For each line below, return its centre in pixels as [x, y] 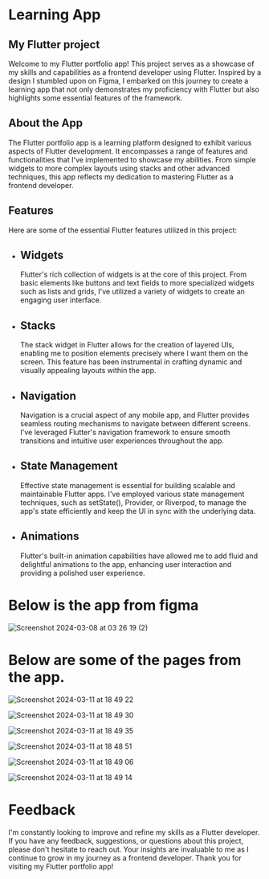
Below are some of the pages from [125, 660]
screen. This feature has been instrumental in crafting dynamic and [131, 362]
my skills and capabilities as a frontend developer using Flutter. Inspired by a [135, 72]
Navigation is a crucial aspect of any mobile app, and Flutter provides [134, 415]
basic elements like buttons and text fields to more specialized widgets [137, 283]
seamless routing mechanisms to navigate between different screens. [135, 424]
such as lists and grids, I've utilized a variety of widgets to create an [132, 292]
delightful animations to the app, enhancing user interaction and [126, 564]
